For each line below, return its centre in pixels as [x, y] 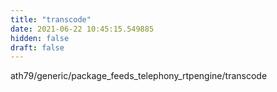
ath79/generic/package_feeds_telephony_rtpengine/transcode [139, 76]
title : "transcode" [51, 19]
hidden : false [40, 38]
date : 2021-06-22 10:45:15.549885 [82, 29]
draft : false [37, 47]
